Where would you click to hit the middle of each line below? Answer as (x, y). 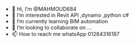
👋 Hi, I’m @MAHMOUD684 (44, 9)
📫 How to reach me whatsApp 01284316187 (65, 34)
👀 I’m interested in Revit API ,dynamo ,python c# (70, 15)
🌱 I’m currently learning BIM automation (60, 21)
